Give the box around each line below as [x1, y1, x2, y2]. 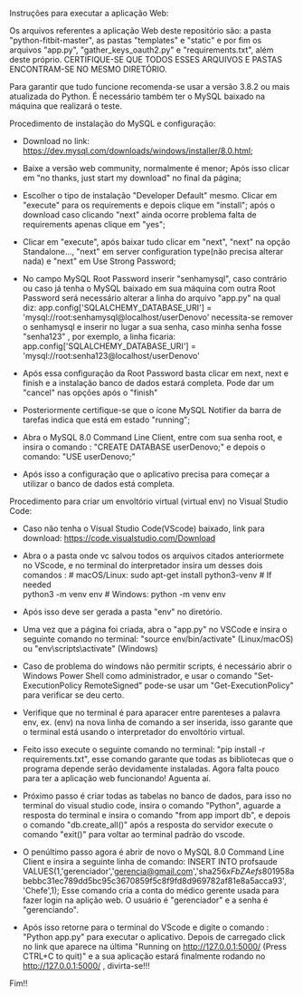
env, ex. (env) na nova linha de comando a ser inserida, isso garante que [22, 717, 294, 728]
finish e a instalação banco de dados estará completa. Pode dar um [22, 378, 274, 388]
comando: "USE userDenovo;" [22, 451, 136, 461]
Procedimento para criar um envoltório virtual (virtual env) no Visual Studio [9, 496, 289, 507]
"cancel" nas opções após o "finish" [22, 387, 158, 398]
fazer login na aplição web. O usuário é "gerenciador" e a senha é [22, 894, 269, 905]
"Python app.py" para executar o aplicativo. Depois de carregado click [22, 932, 287, 942]
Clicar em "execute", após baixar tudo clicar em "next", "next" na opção [22, 237, 291, 247]
